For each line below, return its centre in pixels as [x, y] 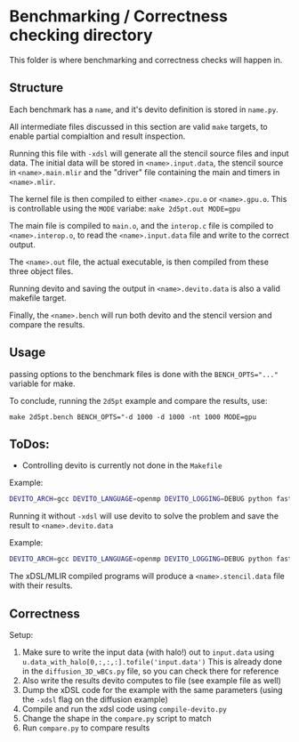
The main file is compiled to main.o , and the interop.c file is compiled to [141, 225]
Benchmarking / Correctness [119, 16]
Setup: [21, 634]
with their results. [41, 585]
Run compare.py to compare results [86, 728]
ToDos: [30, 444]
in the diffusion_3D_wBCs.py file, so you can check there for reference [150, 671]
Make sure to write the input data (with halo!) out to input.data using [148, 652]
